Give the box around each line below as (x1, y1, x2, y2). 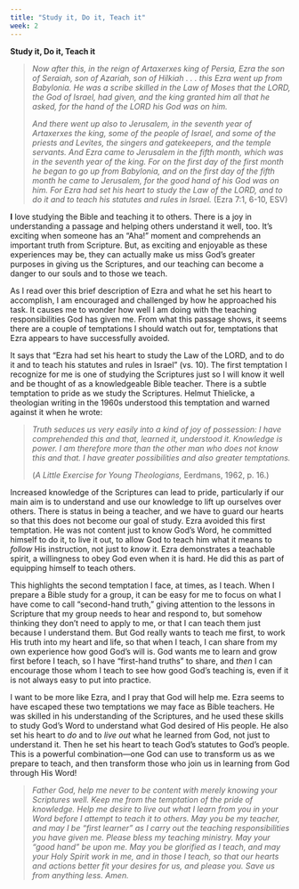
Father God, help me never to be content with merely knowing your (31, 785, 279, 795)
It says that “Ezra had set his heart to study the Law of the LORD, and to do (10, 349, 285, 361)
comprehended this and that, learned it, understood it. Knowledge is (31, 433, 283, 444)
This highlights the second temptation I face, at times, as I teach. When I (10, 580, 275, 591)
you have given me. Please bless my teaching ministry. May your (31, 832, 271, 843)
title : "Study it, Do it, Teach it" (10, 12, 146, 22)
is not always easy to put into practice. (10, 674, 152, 685)
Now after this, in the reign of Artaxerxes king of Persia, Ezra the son (31, 63, 286, 74)
